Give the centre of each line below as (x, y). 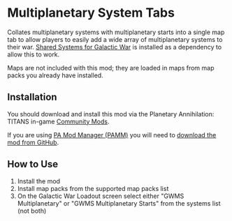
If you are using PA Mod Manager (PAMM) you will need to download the (112, 135)
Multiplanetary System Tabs (91, 13)
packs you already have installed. (55, 75)
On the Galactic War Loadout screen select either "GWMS (101, 196)
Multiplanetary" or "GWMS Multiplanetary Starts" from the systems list (119, 203)
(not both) (32, 211)
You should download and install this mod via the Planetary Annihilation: (111, 114)
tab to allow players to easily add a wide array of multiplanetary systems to (115, 39)
